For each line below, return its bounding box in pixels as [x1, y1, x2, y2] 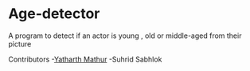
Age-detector [8, 5, 100, 23]
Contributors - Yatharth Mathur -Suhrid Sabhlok [8, 54, 162, 64]
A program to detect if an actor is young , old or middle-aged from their [8, 31, 242, 40]
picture [8, 39, 32, 48]
